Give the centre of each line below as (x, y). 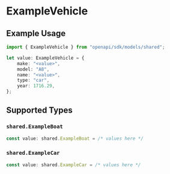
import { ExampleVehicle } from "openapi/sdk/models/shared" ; (86, 47)
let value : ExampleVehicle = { (45, 58)
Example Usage (36, 33)
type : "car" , (33, 80)
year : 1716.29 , (36, 86)
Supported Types (40, 110)
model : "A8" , (33, 69)
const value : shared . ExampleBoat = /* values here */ (75, 138)
